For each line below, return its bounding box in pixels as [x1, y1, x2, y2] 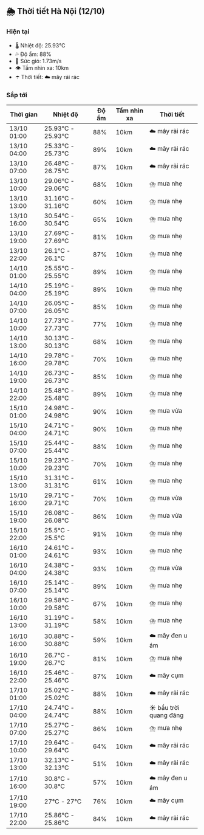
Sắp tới [6, 91, 27, 99]
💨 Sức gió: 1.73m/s [15, 57, 62, 64]
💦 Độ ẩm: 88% [15, 50, 52, 58]
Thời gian [10, 110, 38, 119]
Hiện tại [6, 27, 30, 36]
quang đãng [149, 711, 184, 720]
